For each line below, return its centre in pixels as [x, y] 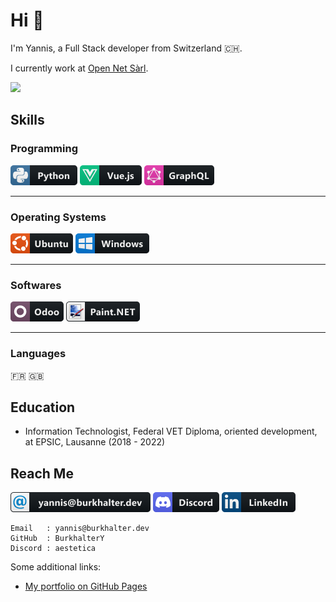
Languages [38, 354]
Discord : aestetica [53, 549]
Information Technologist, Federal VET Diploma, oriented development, [171, 431]
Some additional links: [56, 567]
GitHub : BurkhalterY [57, 539]
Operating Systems [58, 217]
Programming [44, 149]
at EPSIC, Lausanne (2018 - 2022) [95, 442]
